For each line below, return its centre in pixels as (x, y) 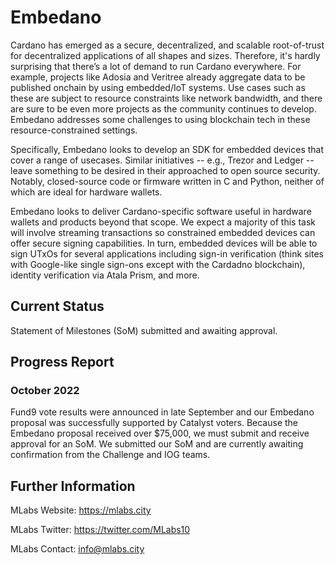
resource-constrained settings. (74, 130)
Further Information (73, 486)
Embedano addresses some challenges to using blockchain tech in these (160, 119)
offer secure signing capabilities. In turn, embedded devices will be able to (164, 243)
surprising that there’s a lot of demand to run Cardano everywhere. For (156, 66)
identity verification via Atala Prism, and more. (105, 275)
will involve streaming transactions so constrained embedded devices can (163, 232)
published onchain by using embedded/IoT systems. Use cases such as (158, 87)
